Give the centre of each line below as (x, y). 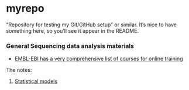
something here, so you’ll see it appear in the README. (73, 30)
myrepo (25, 8)
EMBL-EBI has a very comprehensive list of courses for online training (99, 59)
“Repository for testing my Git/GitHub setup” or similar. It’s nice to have (92, 25)
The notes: (19, 70)
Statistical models (36, 81)
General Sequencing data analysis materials (70, 46)
